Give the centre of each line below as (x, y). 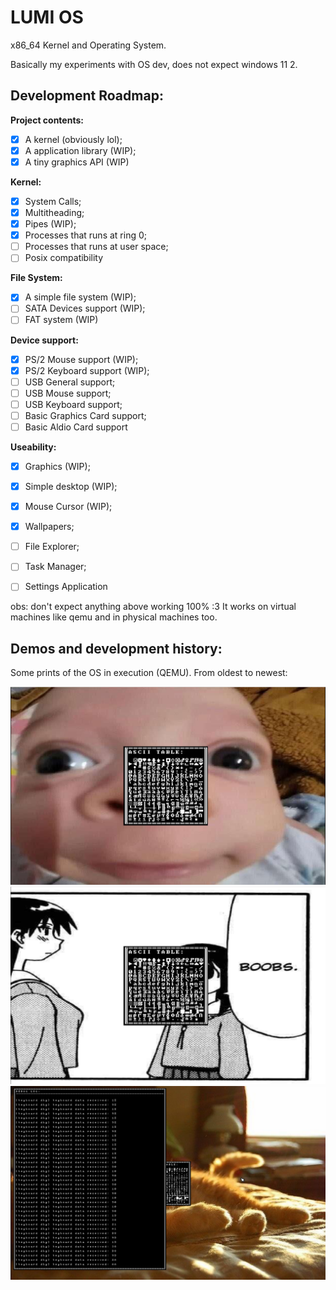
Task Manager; (55, 567)
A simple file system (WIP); (80, 297)
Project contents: (47, 120)
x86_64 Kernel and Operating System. (88, 45)
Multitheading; (54, 212)
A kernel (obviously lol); (73, 139)
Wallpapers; (49, 527)
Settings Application (66, 587)
